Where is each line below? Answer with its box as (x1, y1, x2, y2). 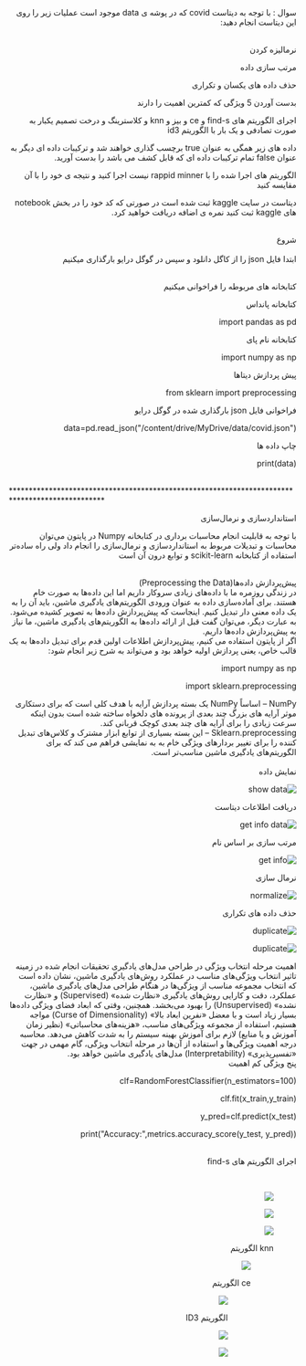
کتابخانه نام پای (246, 334, 297, 344)
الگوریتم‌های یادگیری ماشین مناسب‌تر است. (151, 747, 297, 757)
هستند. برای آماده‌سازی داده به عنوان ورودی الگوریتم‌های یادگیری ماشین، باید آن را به (11, 596, 297, 607)
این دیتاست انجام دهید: (219, 16, 297, 27)
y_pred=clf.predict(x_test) (199, 1111, 297, 1121)
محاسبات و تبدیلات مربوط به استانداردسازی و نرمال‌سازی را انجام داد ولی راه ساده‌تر (9, 541, 297, 551)
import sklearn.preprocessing (185, 680, 297, 691)
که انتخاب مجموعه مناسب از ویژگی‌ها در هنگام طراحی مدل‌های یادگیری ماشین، (29, 980, 297, 991)
